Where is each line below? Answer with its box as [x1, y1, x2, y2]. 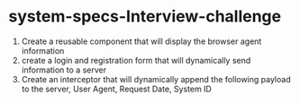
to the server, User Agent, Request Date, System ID [21, 83, 213, 94]
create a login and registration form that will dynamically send [21, 55, 251, 65]
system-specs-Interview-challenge [8, 6, 281, 27]
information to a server [21, 64, 107, 75]
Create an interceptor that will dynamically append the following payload [21, 73, 291, 84]
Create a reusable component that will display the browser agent [21, 36, 262, 47]
